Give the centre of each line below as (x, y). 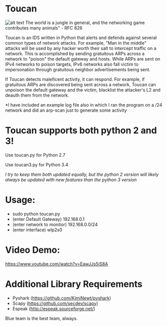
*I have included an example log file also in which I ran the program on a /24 (84, 105)
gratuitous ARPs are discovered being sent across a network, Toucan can (81, 84)
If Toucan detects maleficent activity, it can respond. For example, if (75, 79)
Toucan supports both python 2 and (81, 130)
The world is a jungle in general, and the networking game (85, 23)
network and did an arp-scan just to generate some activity (66, 110)
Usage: (20, 200)
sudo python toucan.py (36, 214)
